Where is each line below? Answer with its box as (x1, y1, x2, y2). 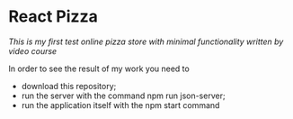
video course (8, 45, 58, 56)
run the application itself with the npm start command (21, 99, 220, 110)
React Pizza (8, 6, 98, 27)
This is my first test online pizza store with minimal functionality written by (8, 36, 284, 47)
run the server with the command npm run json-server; (21, 90, 226, 101)
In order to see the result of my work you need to (8, 63, 190, 74)
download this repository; (21, 80, 117, 91)
